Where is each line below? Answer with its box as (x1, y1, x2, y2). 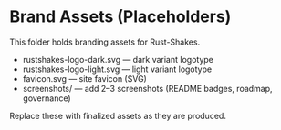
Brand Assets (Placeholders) (9, 6, 232, 27)
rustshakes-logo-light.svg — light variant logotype (22, 64, 213, 75)
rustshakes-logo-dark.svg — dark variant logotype (22, 54, 214, 65)
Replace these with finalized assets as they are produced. (9, 110, 226, 121)
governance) (22, 93, 71, 104)
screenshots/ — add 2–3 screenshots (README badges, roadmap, (22, 83, 273, 94)
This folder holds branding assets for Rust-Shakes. (9, 36, 201, 47)
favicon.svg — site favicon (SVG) (22, 73, 148, 84)
